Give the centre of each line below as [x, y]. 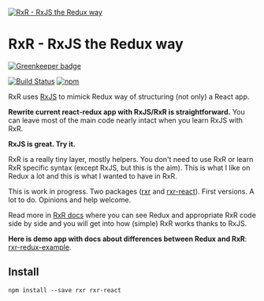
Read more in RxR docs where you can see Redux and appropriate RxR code [132, 215]
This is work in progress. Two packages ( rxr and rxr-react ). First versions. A [131, 191]
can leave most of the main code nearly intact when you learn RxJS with [125, 120]
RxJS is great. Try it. [42, 144]
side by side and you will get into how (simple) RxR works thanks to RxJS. [128, 223]
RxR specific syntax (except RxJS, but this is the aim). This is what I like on [129, 167]
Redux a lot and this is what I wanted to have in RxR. [93, 176]
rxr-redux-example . [40, 247]
